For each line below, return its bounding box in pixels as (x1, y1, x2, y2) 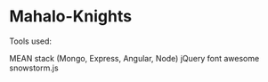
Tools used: (9, 36, 52, 46)
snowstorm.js (9, 62, 60, 73)
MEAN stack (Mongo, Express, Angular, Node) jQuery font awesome (9, 53, 260, 63)
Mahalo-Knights (9, 6, 132, 27)
